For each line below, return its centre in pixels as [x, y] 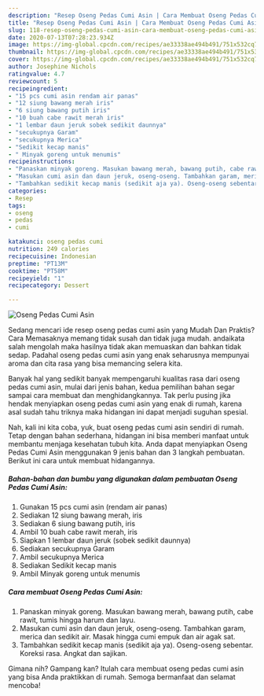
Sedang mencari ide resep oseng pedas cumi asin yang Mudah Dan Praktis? [132, 330]
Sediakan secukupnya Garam [67, 549]
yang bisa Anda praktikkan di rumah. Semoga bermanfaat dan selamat [122, 677]
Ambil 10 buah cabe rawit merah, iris [78, 532]
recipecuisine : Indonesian [52, 256]
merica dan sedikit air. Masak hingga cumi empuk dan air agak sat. [127, 637]
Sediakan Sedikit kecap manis [68, 565]
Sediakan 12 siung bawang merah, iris [81, 515]
